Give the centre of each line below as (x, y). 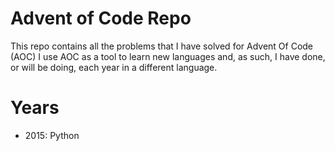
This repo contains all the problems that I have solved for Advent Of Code (162, 46)
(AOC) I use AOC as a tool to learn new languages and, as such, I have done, (168, 56)
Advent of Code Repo (101, 18)
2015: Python (52, 135)
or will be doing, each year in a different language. (114, 67)
